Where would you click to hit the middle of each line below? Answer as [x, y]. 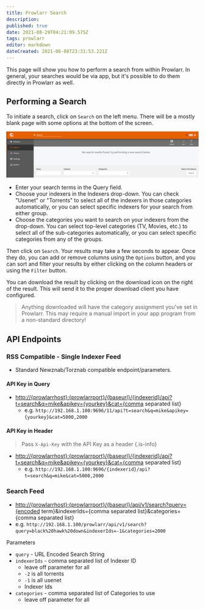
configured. [21, 295]
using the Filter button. [37, 271]
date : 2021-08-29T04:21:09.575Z [47, 32]
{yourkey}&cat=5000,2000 [56, 418]
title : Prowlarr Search [37, 13]
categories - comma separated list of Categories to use [85, 593]
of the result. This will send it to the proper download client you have [92, 289]
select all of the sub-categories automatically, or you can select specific [106, 233]
